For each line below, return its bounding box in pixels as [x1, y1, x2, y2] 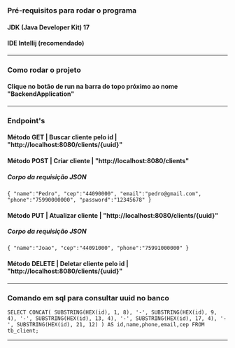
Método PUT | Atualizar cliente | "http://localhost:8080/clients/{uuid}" [7, 211, 219, 219]
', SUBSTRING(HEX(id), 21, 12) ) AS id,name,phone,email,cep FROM [7, 321, 205, 328]
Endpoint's [7, 116, 45, 125]
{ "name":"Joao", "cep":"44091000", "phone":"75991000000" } [7, 244, 190, 252]
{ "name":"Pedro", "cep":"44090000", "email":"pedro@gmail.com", [7, 190, 201, 197]
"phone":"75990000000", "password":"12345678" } [7, 196, 152, 203]
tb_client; [7, 327, 39, 334]
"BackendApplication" [7, 90, 75, 98]
